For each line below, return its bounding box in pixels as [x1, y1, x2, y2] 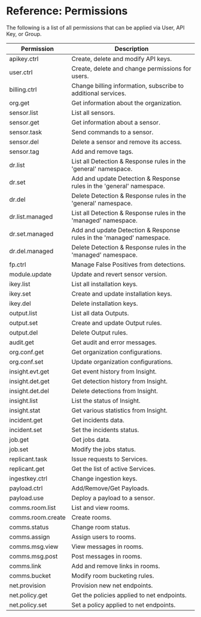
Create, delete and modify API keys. [71, 54, 172, 63]
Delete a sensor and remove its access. [71, 138, 182, 146]
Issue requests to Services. [71, 455, 148, 463]
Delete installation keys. [71, 299, 138, 308]
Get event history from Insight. [71, 367, 157, 375]
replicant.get [9, 464, 45, 473]
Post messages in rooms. [71, 552, 142, 560]
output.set [9, 318, 38, 327]
